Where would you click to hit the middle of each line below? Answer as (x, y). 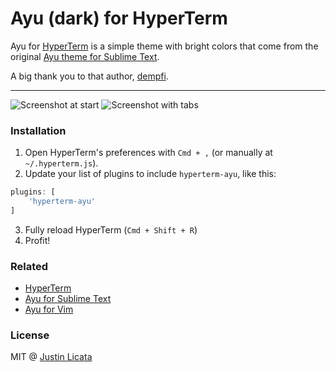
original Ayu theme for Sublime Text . (85, 56)
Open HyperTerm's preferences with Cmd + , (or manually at (148, 153)
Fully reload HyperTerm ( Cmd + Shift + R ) (111, 229)
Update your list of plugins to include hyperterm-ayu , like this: (150, 174)
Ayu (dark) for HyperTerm (119, 18)
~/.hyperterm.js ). (61, 163)
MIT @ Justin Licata (51, 357)
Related (29, 266)
